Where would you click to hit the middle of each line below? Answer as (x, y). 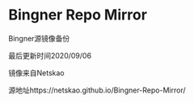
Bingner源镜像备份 (39, 38)
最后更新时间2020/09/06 (50, 55)
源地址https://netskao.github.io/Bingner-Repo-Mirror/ (97, 90)
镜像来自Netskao (36, 73)
